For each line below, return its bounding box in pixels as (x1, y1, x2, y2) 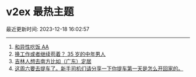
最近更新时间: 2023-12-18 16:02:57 (6, 25, 89, 32)
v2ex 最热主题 (6, 5, 74, 19)
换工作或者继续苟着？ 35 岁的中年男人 (14, 50, 106, 57)
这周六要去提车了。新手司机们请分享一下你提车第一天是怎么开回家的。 (14, 65, 184, 72)
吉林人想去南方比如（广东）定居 (14, 57, 92, 64)
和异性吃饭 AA (14, 43, 50, 50)
